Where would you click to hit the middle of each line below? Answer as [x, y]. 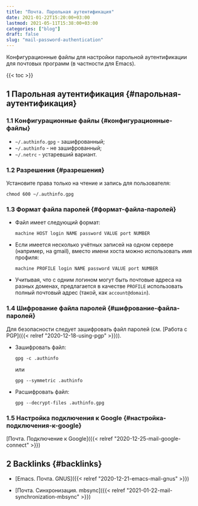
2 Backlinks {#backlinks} [54, 464]
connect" [18, 445]
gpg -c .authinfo [37, 358]
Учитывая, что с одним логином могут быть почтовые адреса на [98, 280]
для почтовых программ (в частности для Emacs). [71, 63]
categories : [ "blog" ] [33, 29]
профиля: [27, 258]
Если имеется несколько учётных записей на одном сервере [94, 245]
